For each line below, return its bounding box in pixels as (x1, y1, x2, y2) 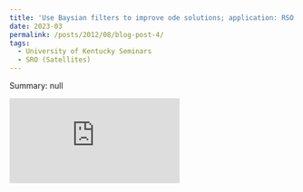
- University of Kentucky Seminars (17, 47, 152, 56)
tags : (9, 38, 30, 48)
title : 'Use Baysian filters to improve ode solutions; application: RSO (9, 13, 295, 23)
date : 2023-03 (9, 22, 64, 31)
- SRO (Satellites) (17, 55, 92, 64)
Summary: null (9, 81, 64, 91)
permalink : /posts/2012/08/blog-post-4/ (9, 30, 165, 39)
